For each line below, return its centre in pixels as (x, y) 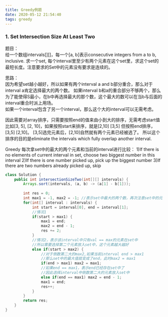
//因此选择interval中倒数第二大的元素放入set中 (85, 273)
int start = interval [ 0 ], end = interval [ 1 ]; (80, 207)
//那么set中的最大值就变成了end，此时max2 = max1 (88, 259)
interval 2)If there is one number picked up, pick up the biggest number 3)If (83, 160)
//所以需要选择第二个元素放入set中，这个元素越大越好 (80, 245)
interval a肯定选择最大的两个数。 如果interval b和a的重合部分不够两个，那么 (83, 90)
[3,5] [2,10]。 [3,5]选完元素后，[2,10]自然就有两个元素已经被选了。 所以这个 (83, 132)
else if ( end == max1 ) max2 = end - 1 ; (81, 277)
